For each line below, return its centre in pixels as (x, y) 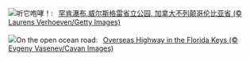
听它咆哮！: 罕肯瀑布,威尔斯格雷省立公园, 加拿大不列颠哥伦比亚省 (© (129, 13)
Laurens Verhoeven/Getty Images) (65, 22)
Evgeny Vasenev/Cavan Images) (61, 48)
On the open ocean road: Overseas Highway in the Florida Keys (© (127, 40)
